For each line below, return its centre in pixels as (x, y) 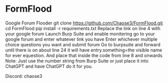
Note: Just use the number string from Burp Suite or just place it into (77, 61)
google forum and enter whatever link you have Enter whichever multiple (81, 39)
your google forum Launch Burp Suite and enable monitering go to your (80, 34)
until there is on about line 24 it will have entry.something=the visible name (84, 50)
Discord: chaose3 (24, 76)
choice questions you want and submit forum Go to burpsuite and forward (83, 44)
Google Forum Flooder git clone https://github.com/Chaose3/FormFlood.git (84, 23)
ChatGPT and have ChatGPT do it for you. (49, 66)
